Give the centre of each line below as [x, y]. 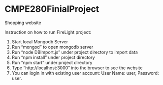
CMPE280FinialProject [52, 9]
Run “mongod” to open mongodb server [52, 47]
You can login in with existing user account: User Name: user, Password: [85, 73]
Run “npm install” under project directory [53, 57]
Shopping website [23, 23]
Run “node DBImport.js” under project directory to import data [75, 52]
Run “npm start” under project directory [52, 62]
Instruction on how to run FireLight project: [48, 32]
